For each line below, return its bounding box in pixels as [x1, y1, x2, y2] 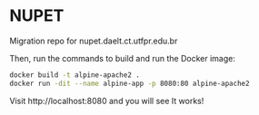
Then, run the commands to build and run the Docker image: [9, 53, 236, 63]
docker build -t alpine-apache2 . [9, 70, 141, 80]
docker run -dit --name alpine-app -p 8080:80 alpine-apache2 [9, 79, 250, 88]
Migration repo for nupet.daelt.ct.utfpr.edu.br [9, 35, 178, 46]
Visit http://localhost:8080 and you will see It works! [9, 95, 204, 106]
